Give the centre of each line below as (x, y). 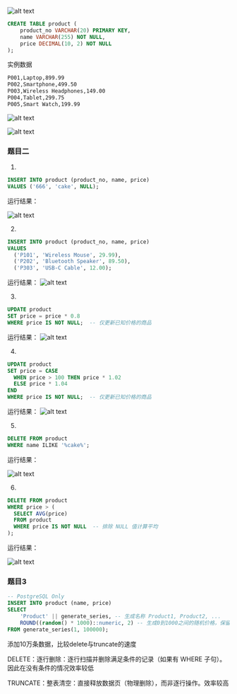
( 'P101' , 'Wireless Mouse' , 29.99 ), (67, 255)
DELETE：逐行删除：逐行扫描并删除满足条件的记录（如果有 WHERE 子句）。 (117, 659)
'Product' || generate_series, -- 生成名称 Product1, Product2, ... (121, 616)
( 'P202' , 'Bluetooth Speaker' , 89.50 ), (72, 262)
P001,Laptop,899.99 (36, 78)
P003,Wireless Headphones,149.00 (56, 91)
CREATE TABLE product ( (42, 24)
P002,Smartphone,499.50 (42, 85)
